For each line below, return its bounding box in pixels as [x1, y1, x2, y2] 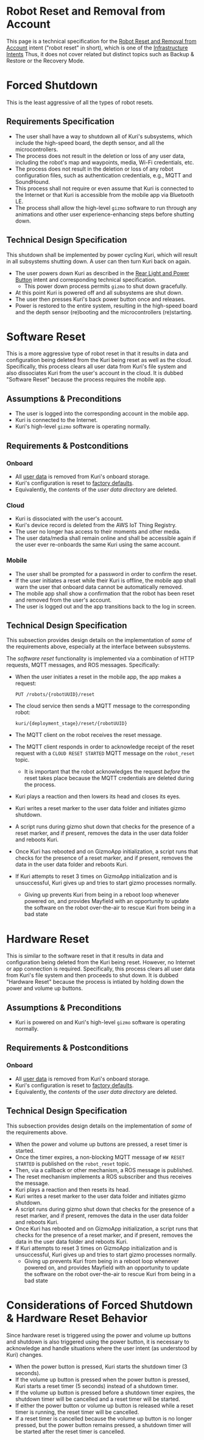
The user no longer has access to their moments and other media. [15, 528, 181, 536]
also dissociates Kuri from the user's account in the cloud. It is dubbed [6, 369, 184, 377]
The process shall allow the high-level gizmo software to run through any [15, 204, 197, 212]
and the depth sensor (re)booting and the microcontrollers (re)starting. [15, 308, 193, 316]
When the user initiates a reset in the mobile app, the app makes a [15, 673, 181, 681]
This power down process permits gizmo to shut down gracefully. [24, 282, 188, 290]
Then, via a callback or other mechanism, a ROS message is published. [15, 1166, 194, 1173]
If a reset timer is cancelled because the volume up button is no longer [15, 1414, 193, 1422]
